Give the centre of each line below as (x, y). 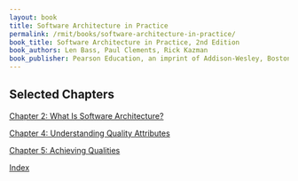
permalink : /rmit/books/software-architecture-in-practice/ (123, 34)
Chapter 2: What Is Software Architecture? (86, 115)
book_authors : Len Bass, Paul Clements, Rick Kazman (109, 51)
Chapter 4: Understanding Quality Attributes (90, 133)
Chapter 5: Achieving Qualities (65, 150)
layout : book (33, 17)
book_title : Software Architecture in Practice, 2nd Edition (125, 42)
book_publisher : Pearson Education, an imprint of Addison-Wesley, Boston (150, 59)
